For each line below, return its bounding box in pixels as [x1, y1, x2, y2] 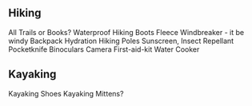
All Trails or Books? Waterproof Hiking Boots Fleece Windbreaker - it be [8, 27, 245, 37]
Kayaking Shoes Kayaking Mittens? [8, 88, 124, 98]
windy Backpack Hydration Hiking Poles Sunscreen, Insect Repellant [8, 36, 234, 45]
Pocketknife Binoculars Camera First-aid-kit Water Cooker [8, 44, 200, 54]
